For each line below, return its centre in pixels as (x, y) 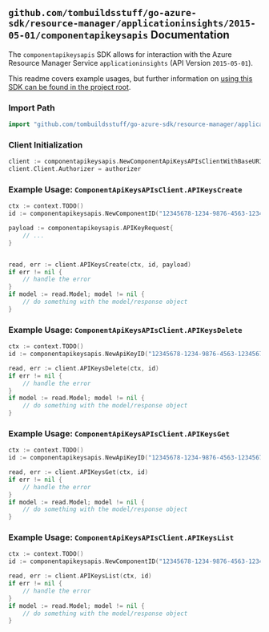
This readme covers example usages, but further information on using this (130, 78)
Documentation (190, 35)
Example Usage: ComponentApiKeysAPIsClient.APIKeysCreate (125, 189)
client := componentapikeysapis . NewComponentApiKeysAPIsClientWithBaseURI (136, 162)
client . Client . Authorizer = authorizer (75, 169)
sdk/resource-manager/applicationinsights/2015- (132, 24)
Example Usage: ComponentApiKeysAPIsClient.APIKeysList (121, 537)
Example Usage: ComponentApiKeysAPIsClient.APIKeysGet (119, 433)
